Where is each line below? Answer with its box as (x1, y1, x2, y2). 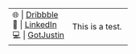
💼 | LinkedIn (12, 19, 58, 30)
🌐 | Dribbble (12, 10, 59, 20)
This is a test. (72, 21, 122, 32)
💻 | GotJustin (12, 29, 64, 40)
